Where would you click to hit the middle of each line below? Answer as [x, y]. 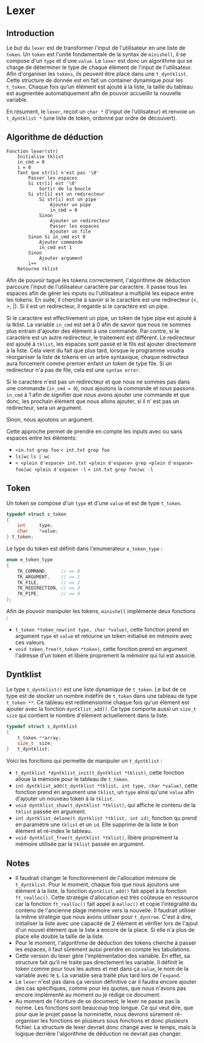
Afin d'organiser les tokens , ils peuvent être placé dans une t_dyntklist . [97, 74]
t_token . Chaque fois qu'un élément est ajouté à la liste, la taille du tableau [100, 87]
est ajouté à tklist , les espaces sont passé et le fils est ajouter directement [101, 344]
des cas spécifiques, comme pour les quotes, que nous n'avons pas [101, 988]
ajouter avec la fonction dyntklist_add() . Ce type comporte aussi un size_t [101, 708]
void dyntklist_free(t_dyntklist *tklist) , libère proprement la [97, 838]
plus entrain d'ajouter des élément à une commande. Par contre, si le [93, 331]
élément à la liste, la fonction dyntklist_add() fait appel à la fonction [101, 891]
